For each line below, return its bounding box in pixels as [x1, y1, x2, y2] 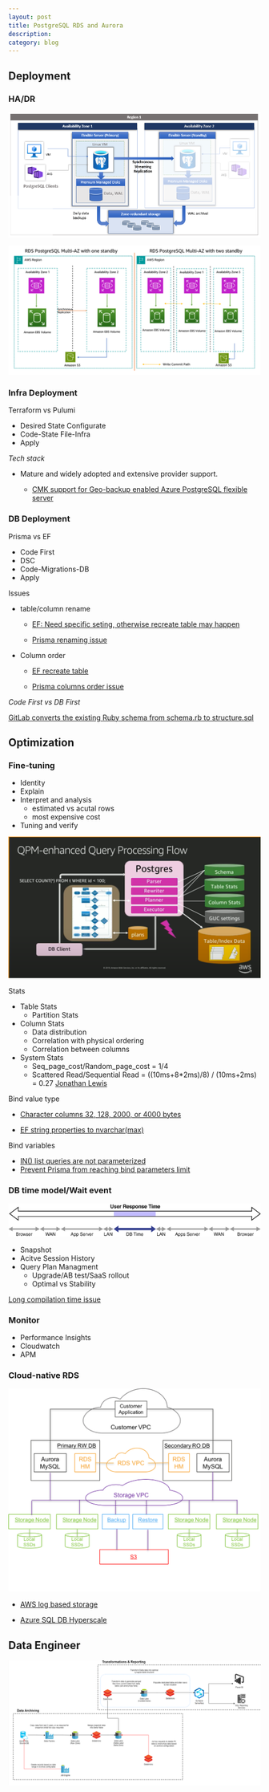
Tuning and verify [19, 821, 78, 831]
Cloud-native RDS [8, 1369, 80, 1380]
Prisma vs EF [8, 531, 52, 541]
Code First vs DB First [8, 697, 81, 706]
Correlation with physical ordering [31, 1035, 144, 1045]
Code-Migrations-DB [19, 564, 90, 574]
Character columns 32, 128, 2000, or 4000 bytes [19, 1109, 182, 1119]
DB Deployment [8, 514, 70, 525]
